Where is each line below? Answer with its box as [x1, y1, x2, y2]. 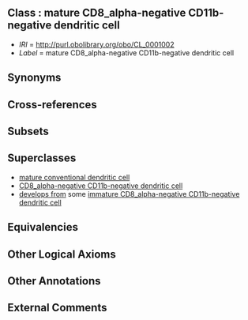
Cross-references [7, 98, 98, 111]
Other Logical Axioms [7, 247, 116, 261]
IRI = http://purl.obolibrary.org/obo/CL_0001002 [18, 40, 175, 49]
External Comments [7, 301, 107, 314]
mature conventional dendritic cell [18, 172, 130, 182]
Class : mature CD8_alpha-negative [7, 6, 186, 20]
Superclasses [7, 152, 77, 165]
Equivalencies [7, 220, 78, 234]
